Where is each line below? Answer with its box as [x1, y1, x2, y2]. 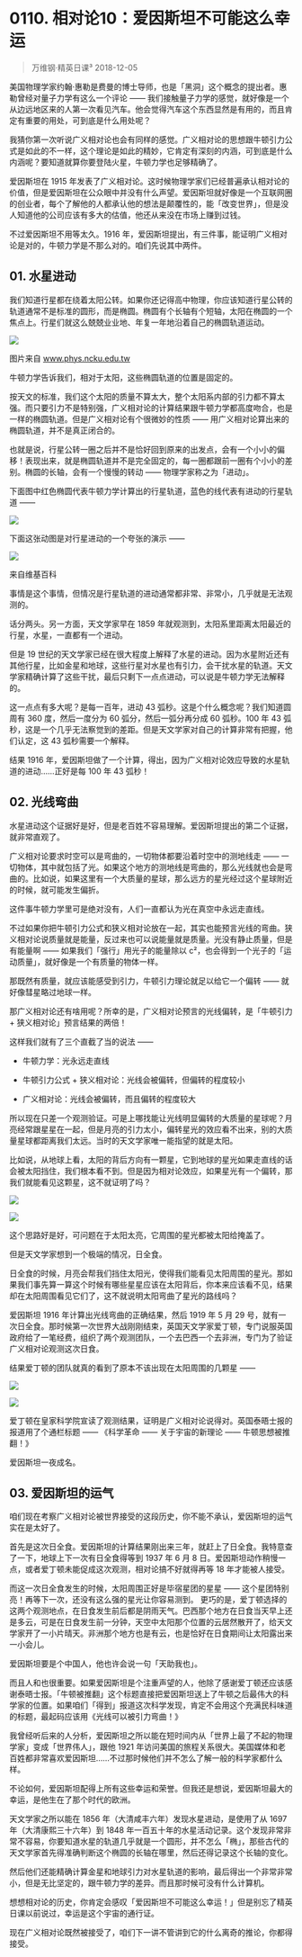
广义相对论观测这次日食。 [9, 1342, 104, 1354]
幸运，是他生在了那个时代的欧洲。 [9, 1794, 136, 1805]
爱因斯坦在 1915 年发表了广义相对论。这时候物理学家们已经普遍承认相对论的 [9, 175, 290, 186]
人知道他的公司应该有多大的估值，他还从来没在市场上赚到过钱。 [9, 209, 245, 220]
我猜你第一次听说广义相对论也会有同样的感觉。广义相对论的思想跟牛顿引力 [9, 134, 285, 145]
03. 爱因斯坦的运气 [9, 1486, 114, 1501]
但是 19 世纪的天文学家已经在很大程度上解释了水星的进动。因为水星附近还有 [9, 649, 290, 660]
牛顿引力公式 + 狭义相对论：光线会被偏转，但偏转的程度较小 [22, 1074, 245, 1085]
